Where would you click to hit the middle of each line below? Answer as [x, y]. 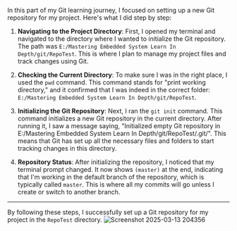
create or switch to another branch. [69, 192]
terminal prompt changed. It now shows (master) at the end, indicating [120, 169]
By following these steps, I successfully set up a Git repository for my [108, 212]
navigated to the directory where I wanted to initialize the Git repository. [121, 39]
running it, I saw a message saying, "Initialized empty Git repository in [119, 126]
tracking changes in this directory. [67, 148]
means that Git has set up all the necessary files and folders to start [116, 141]
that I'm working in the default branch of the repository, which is [111, 177]
